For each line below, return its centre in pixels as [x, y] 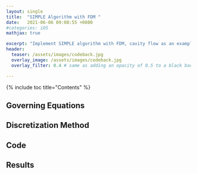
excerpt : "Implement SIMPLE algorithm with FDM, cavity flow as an [90, 44]
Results [20, 165]
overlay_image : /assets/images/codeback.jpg [67, 60]
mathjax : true [23, 33]
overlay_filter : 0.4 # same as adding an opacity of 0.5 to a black [97, 65]
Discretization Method [48, 125]
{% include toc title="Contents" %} [48, 87]
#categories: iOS [27, 28]
